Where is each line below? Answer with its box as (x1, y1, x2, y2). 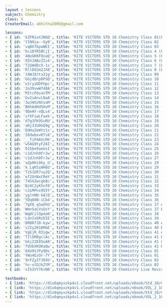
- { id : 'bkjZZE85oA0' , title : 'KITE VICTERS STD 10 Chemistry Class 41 (5, 239, 159, 244)
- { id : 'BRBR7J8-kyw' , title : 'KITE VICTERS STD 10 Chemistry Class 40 (5, 221, 159, 226)
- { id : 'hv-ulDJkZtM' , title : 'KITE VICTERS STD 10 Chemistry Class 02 (5, 263, 159, 268)
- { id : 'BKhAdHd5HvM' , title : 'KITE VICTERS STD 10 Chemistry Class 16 (5, 104, 159, 110)
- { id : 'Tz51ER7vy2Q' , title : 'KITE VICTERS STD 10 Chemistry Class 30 (5, 169, 159, 175)
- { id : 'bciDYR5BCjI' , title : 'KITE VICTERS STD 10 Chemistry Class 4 (5, 48, 157, 54)
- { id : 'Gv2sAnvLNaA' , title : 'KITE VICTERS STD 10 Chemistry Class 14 (5, 95, 159, 100)
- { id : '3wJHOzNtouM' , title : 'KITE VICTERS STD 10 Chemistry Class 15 (5, 100, 159, 105)
